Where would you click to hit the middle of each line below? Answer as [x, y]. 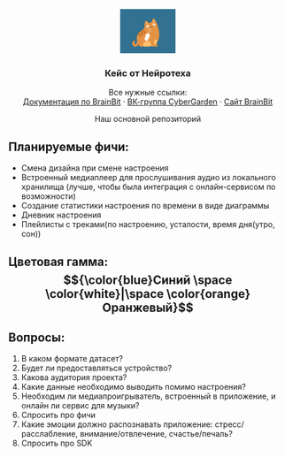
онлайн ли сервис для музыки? [80, 406]
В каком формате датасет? [72, 359]
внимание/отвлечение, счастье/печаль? [157, 434]
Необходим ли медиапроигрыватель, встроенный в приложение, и [148, 396]
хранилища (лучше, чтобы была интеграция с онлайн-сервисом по [148, 187]
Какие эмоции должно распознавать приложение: [117, 424]
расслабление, [50, 434]
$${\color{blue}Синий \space [148, 280]
